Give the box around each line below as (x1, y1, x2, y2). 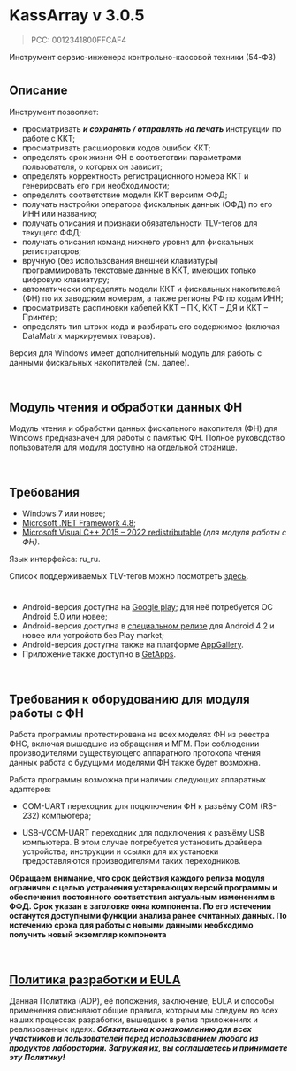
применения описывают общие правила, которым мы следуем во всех (9, 1005, 279, 1015)
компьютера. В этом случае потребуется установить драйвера (21, 837, 262, 848)
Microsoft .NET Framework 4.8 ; (21, 518, 137, 528)
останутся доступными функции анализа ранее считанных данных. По (9, 911, 287, 921)
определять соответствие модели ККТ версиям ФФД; (21, 189, 228, 200)
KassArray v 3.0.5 (9, 5, 145, 26)
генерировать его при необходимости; (21, 180, 170, 190)
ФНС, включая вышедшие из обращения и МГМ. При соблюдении (9, 738, 260, 749)
